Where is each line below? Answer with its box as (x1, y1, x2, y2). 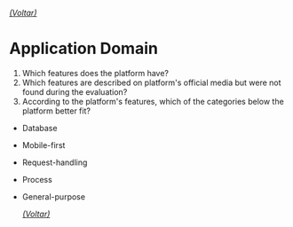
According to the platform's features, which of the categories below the (21, 96, 284, 106)
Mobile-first (21, 139, 66, 150)
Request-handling (21, 157, 88, 168)
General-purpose (21, 191, 86, 202)
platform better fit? (21, 106, 91, 116)
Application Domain (9, 39, 158, 59)
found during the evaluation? (21, 86, 128, 97)
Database (21, 122, 58, 133)
